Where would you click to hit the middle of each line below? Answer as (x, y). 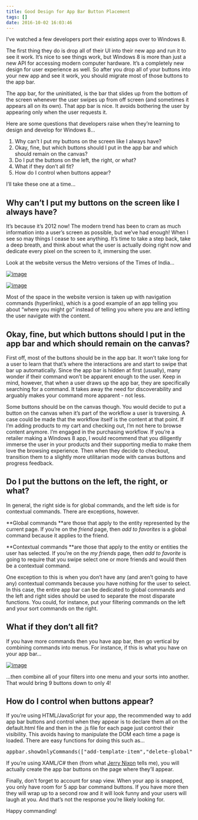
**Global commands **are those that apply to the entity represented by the (98, 523)
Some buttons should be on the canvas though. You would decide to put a (96, 407)
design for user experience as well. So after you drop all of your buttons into (98, 70)
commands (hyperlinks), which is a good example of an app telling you (92, 303)
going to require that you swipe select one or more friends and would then (96, 559)
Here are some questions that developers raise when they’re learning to (93, 124)
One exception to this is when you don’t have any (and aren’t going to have (97, 577)
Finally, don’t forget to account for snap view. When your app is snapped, (95, 781)
